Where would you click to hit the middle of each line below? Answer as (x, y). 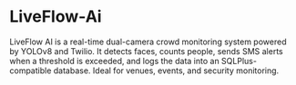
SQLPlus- (240, 61)
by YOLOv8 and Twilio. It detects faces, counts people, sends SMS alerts (147, 51)
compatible (31, 71)
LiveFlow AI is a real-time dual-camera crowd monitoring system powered (148, 42)
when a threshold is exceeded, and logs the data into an (115, 61)
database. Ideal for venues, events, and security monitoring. (166, 71)
